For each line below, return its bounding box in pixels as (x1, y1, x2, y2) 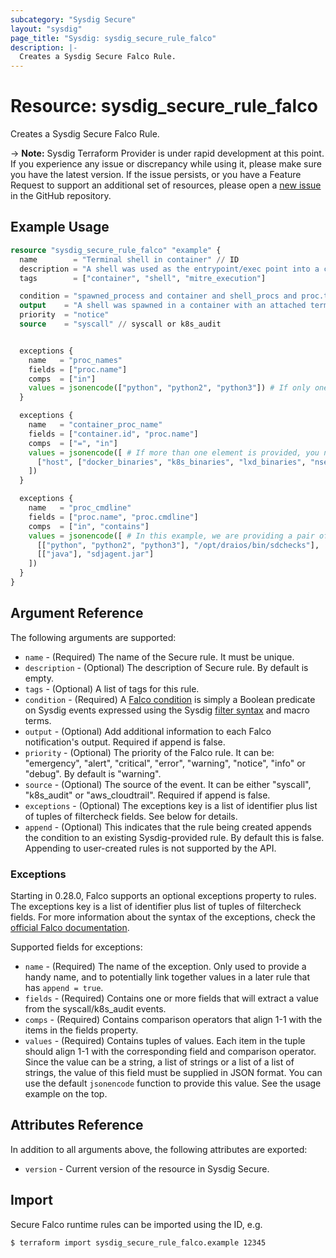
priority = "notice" (19, 310, 110, 320)
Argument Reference (10, 605, 144, 622)
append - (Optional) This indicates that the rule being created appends (24, 821, 312, 833)
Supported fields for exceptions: (10, 941, 143, 953)
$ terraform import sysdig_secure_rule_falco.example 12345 (10, 1237, 267, 1248)
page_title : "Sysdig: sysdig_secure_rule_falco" (10, 33, 217, 43)
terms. (24, 714, 52, 726)
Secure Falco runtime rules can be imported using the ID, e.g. (10, 1218, 263, 1230)
